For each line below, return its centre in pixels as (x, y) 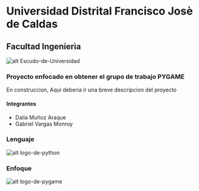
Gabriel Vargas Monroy (44, 124)
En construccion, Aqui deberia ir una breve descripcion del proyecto (92, 90)
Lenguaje (20, 139)
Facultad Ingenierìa (44, 46)
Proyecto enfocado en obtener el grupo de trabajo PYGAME (96, 76)
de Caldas (32, 24)
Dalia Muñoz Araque (41, 117)
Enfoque (19, 168)
